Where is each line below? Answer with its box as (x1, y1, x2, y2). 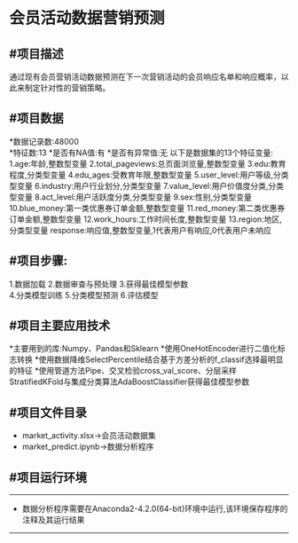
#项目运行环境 (9, 469, 87, 484)
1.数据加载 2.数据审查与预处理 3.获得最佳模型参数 (9, 279, 189, 289)
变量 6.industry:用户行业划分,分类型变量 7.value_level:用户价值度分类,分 (16, 180, 277, 191)
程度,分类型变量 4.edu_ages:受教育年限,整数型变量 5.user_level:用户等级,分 (9, 169, 281, 180)
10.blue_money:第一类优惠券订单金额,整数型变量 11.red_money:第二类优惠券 (9, 202, 286, 213)
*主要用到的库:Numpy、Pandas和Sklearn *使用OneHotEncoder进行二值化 (9, 343, 278, 354)
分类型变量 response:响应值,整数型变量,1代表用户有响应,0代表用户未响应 (9, 224, 272, 235)
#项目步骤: (9, 254, 68, 269)
